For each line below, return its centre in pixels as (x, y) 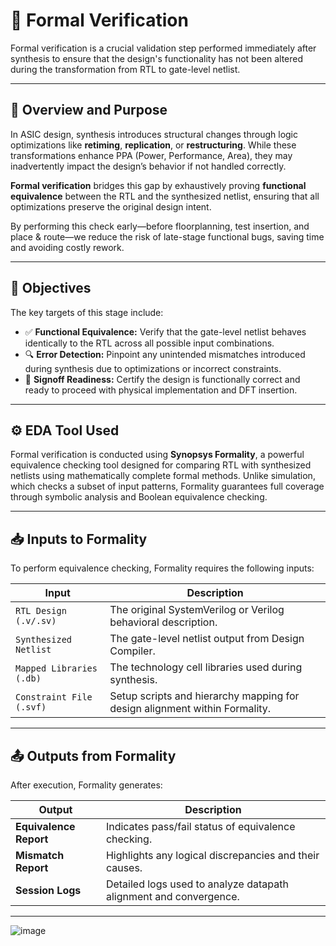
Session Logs (48, 890)
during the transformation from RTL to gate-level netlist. (125, 69)
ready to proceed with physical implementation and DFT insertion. (161, 390)
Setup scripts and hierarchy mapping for (204, 696)
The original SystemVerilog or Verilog (197, 610)
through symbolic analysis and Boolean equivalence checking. (139, 497)
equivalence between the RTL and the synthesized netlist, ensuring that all (165, 196)
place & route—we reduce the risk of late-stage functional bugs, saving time (167, 236)
